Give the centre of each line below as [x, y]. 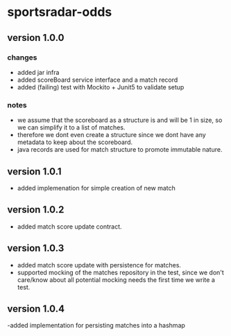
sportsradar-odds [60, 12]
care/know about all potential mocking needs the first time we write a [116, 280]
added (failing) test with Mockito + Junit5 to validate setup [101, 87]
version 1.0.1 [34, 171]
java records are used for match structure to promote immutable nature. [120, 150]
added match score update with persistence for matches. [99, 265]
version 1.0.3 [36, 248]
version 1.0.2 [36, 210]
